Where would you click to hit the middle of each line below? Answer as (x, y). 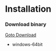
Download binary (26, 25)
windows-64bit (27, 45)
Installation (28, 9)
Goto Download (21, 35)
